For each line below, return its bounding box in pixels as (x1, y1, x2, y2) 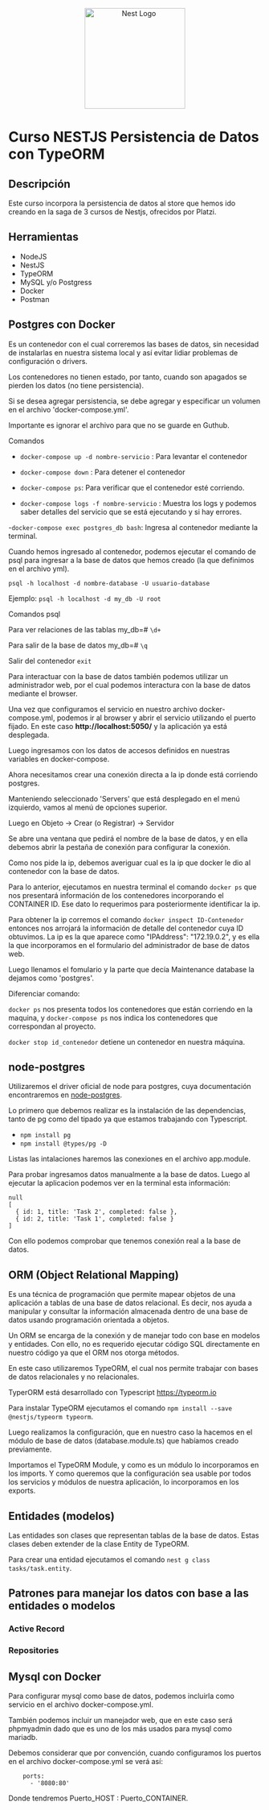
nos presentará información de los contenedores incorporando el (8, 890, 224, 900)
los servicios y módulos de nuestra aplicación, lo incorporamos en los (8, 1477, 239, 1487)
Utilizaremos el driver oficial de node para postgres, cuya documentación (8, 1082, 251, 1091)
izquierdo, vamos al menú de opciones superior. (8, 802, 168, 812)
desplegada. (8, 730, 50, 739)
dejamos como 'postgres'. (8, 973, 95, 983)
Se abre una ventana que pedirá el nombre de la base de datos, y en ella (8, 834, 248, 843)
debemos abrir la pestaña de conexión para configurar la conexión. (8, 842, 231, 851)
